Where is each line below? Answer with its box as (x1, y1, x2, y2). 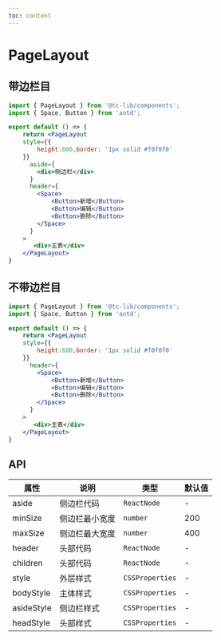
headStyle (12, 618, 50, 629)
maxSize (12, 527, 45, 539)
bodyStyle (12, 587, 51, 599)
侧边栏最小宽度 (59, 513, 116, 524)
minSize (12, 512, 42, 523)
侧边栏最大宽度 (59, 528, 116, 539)
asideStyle (12, 602, 52, 614)
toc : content (8, 11, 52, 20)
